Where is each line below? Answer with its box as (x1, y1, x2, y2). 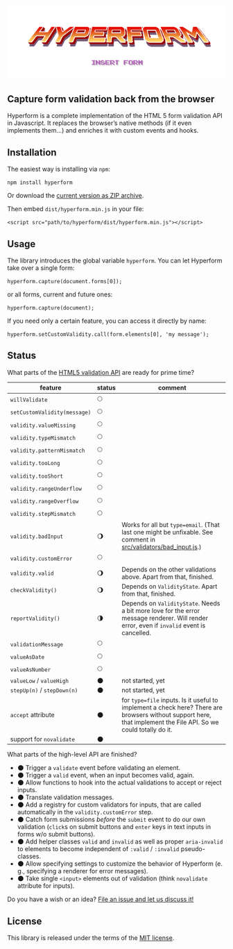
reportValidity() (10, 615, 60, 623)
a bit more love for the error (121, 607, 200, 615)
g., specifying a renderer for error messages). (17, 867, 148, 875)
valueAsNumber (10, 666, 51, 673)
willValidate (10, 396, 48, 404)
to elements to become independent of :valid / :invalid (17, 845, 180, 853)
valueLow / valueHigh (10, 676, 69, 685)
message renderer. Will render (121, 614, 208, 623)
